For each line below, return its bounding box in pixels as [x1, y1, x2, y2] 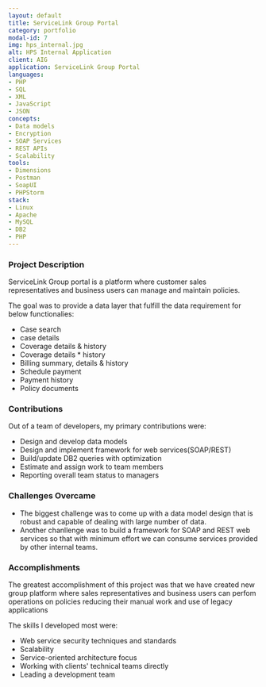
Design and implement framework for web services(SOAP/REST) [19, 445, 232, 455]
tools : [8, 159, 30, 167]
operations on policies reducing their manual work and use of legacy [8, 597, 233, 607]
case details [19, 333, 60, 343]
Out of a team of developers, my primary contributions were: [8, 421, 206, 431]
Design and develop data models [19, 437, 128, 447]
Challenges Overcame [8, 490, 96, 501]
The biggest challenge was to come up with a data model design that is [19, 509, 253, 518]
